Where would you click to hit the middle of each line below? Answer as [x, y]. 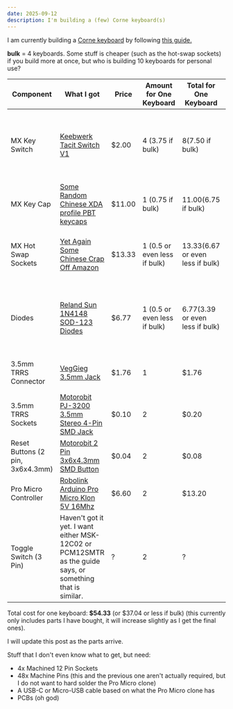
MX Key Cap [31, 204]
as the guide [80, 561]
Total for [201, 85]
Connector [28, 381]
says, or [73, 569]
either [69, 535]
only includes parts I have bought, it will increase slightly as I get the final [112, 620]
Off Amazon [79, 267]
